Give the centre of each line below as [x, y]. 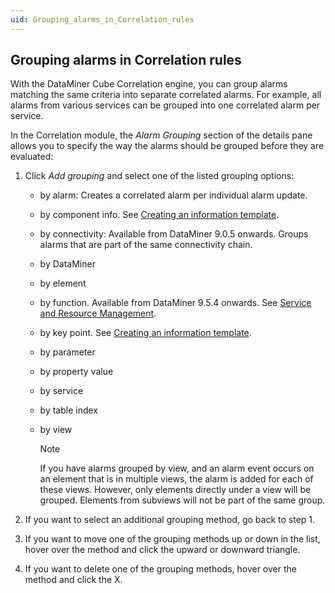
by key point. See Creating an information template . [145, 333]
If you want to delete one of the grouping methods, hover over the [160, 569]
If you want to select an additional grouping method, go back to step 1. [170, 520]
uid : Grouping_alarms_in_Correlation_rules [102, 19]
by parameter [67, 352]
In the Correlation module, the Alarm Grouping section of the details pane [161, 135]
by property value [76, 372]
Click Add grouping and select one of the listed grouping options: [159, 176]
